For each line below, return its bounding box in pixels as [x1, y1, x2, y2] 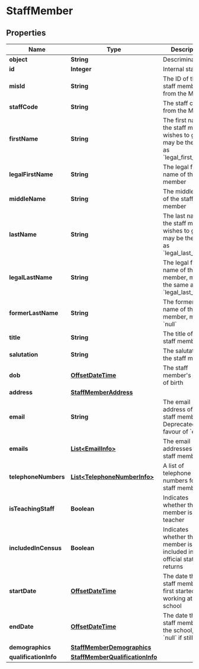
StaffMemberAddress [70, 388, 133, 396]
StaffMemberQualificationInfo [70, 653, 158, 661]
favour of [162, 428, 188, 435]
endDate [9, 623, 34, 630]
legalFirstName [9, 170, 53, 179]
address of [162, 405, 193, 413]
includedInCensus [9, 544, 62, 552]
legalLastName [9, 273, 53, 281]
